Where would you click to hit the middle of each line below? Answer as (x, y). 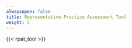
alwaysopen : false (28, 11)
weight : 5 (18, 22)
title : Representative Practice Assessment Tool (66, 17)
